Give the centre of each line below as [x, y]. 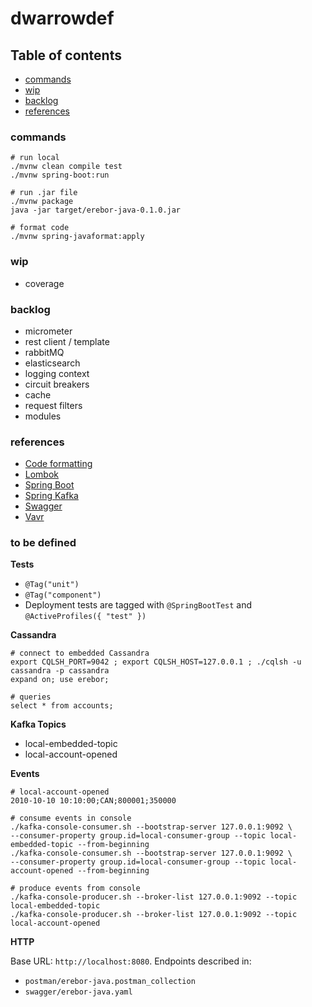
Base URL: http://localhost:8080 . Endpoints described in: [131, 961]
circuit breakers [57, 384]
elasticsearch [52, 363]
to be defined [43, 543]
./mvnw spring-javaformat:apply [77, 237]
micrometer [48, 331]
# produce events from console [75, 888]
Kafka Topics [38, 724]
